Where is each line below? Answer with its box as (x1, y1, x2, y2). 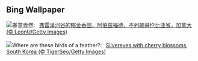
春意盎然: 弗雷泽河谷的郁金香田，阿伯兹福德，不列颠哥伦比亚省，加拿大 (12, 21, 192, 29)
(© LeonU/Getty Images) (6, 28, 68, 35)
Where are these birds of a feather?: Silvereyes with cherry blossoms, (12, 41, 188, 48)
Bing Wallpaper (6, 5, 65, 15)
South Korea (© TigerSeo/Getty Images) (6, 48, 107, 55)
